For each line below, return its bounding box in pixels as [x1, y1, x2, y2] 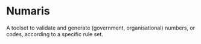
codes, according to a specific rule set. [6, 30, 104, 37]
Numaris [6, 4, 50, 18]
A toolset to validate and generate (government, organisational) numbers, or [6, 24, 195, 31]
